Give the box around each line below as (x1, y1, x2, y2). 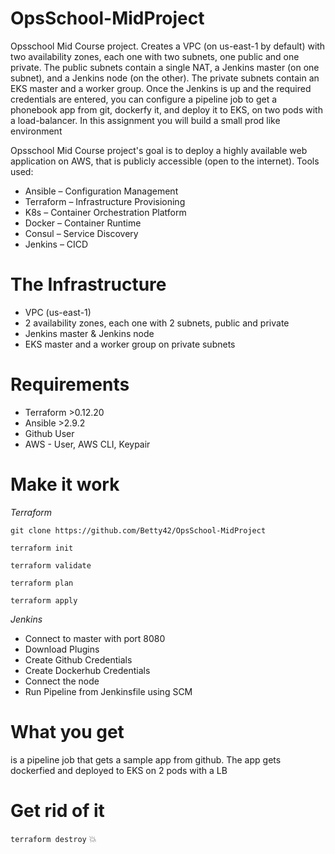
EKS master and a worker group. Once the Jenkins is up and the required (10, 82, 312, 94)
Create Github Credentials (24, 653, 133, 666)
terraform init (10, 543, 74, 553)
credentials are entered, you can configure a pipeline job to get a (10, 93, 278, 105)
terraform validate (10, 560, 92, 571)
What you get (10, 720, 125, 743)
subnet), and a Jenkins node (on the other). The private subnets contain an (10, 72, 320, 84)
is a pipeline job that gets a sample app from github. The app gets (10, 753, 282, 766)
